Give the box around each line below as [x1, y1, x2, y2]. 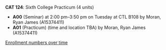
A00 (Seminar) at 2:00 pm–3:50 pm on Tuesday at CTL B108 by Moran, [12, 14, 161, 19]
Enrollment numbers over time [5, 39, 68, 45]
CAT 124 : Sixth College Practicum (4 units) [5, 4, 94, 10]
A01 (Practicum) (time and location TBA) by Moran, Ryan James [12, 24, 146, 30]
